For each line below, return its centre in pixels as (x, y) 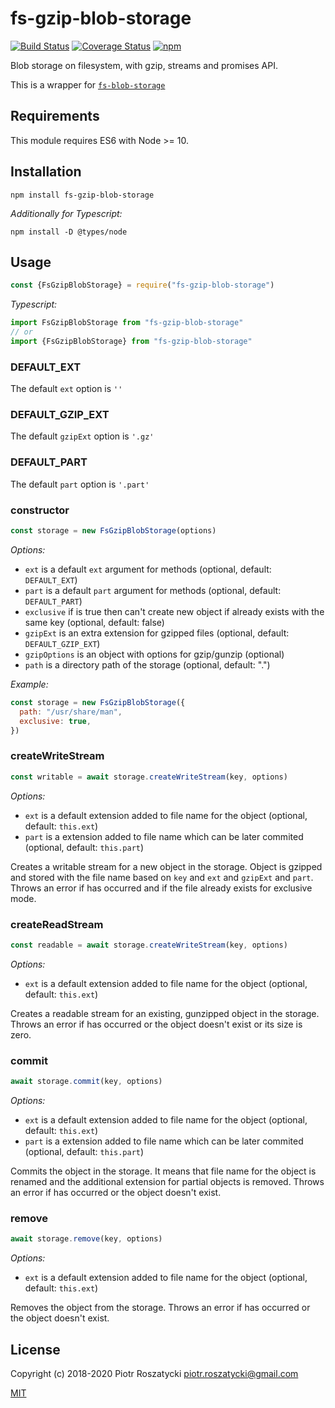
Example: (29, 684)
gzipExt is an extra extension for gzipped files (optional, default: (157, 633)
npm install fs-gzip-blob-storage (82, 195)
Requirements (55, 116)
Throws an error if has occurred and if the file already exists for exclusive (161, 888)
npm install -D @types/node (69, 232)
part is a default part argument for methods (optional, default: (153, 590)
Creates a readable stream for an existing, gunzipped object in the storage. (165, 1013)
